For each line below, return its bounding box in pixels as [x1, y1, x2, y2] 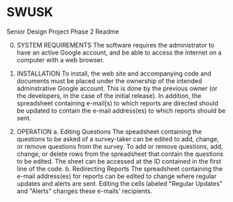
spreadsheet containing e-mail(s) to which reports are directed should [16, 99, 219, 107]
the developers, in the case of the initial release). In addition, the [16, 92, 202, 100]
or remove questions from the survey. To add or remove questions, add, [16, 142, 224, 150]
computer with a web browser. [16, 55, 105, 64]
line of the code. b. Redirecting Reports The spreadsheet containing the [16, 164, 223, 173]
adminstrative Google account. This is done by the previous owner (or [16, 84, 218, 92]
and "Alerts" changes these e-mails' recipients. [16, 187, 153, 195]
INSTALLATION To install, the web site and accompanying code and [16, 69, 212, 78]
